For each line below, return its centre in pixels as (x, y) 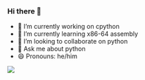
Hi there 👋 (25, 11)
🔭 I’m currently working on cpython (68, 27)
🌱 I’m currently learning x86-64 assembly (78, 34)
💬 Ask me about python (51, 49)
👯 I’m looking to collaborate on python (72, 41)
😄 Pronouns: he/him (47, 56)
